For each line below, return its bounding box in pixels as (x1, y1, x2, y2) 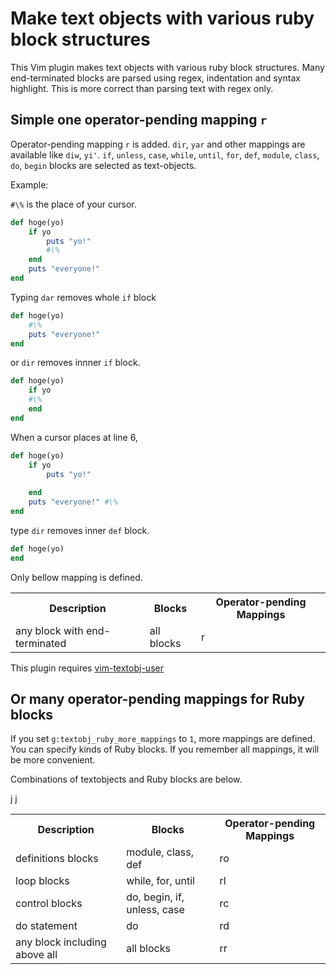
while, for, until (126, 874, 195, 888)
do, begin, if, (126, 890, 185, 904)
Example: (10, 178, 49, 191)
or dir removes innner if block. (10, 357, 141, 369)
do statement (15, 919, 78, 933)
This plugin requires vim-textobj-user (10, 662, 164, 674)
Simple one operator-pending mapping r (10, 112, 268, 129)
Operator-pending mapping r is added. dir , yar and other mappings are (10, 138, 306, 150)
